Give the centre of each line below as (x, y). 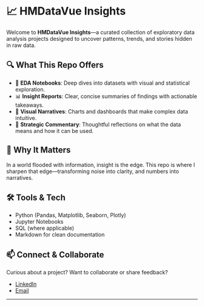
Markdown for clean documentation (60, 235)
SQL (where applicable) (45, 228)
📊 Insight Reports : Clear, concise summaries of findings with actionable (106, 96)
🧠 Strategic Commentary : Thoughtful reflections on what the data (98, 124)
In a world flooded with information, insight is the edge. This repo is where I (101, 165)
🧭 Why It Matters (39, 150)
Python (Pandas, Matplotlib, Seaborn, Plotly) (70, 215)
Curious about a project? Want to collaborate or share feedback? (87, 272)
